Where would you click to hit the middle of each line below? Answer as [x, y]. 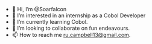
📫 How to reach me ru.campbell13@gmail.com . [71, 35]
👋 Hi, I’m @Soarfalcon [39, 9]
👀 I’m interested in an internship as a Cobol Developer [79, 15]
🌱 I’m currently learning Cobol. [50, 22]
